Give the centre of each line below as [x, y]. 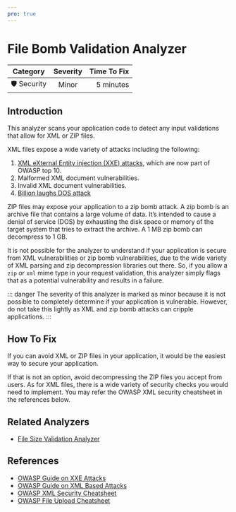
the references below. [39, 400]
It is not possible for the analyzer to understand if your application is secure [117, 251]
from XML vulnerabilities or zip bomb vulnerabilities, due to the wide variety [117, 258]
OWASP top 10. [39, 171]
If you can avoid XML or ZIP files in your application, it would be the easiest [117, 356]
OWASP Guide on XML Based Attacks [72, 485]
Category [29, 71]
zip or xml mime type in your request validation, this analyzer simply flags [114, 273]
